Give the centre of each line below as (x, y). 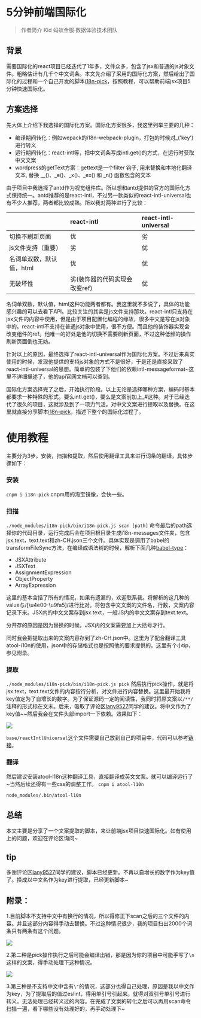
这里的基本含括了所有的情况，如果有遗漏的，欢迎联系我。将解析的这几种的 (98, 598)
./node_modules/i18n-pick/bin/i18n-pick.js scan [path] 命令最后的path (97, 525)
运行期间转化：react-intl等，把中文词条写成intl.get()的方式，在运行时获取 (104, 153)
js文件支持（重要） (36, 248)
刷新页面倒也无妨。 (30, 341)
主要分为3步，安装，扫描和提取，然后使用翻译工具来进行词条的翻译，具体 (97, 456)
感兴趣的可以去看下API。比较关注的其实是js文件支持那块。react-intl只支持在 (100, 311)
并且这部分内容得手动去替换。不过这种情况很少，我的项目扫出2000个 (102, 923)
